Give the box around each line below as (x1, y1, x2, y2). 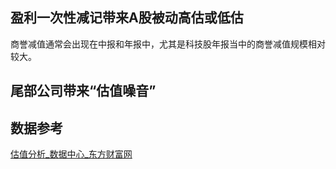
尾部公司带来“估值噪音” (10, 83, 157, 100)
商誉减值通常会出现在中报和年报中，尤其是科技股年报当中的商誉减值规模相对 (10, 38, 326, 50)
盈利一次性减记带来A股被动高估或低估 (10, 9, 244, 27)
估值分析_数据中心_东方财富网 (10, 148, 133, 160)
